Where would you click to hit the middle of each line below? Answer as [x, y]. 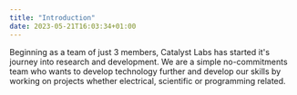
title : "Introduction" [52, 18]
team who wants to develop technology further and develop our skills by [145, 71]
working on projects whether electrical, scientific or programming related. [148, 81]
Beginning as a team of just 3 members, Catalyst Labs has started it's [140, 52]
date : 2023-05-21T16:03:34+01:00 [73, 26]
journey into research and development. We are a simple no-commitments [149, 62]
